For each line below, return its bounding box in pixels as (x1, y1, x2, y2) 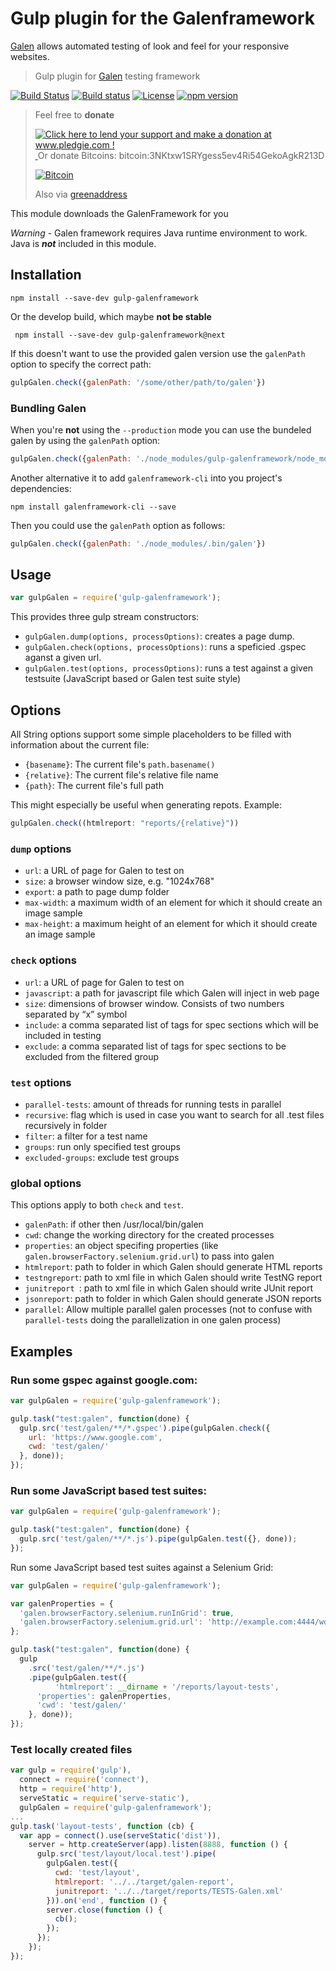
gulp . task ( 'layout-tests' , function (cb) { (10, 1821, 195, 1831)
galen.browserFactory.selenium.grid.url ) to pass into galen (24, 1250, 275, 1262)
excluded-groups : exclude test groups (24, 1151, 180, 1163)
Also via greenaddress (34, 188, 128, 200)
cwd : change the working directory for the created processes (24, 1229, 275, 1241)
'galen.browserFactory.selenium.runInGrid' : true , (19, 1608, 235, 1618)
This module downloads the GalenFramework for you (10, 207, 229, 219)
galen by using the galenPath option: (10, 434, 161, 446)
